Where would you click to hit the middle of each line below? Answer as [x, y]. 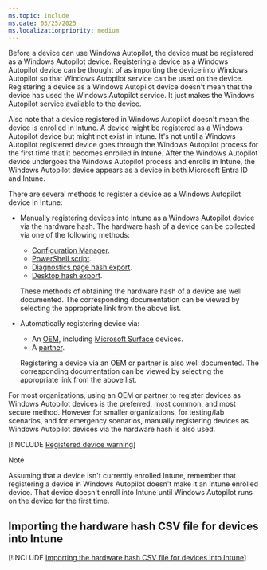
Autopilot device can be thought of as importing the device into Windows [128, 70]
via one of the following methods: [75, 235]
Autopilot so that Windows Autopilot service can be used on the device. [126, 79]
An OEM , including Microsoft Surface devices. [107, 339]
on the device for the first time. [59, 501]
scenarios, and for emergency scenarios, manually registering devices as [129, 421]
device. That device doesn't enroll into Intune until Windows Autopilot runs [131, 493]
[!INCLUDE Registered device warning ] [72, 445]
